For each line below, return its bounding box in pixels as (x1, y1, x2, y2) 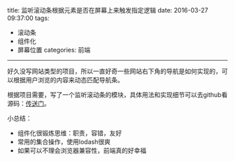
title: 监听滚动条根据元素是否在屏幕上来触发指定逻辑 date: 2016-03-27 (7, 6, 208, 14)
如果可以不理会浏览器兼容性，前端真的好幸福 (17, 146, 147, 155)
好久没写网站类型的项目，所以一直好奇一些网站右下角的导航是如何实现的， (7, 67, 222, 75)
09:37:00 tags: (7, 14, 50, 22)
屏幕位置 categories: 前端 (17, 46, 91, 54)
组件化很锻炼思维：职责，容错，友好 (17, 129, 122, 137)
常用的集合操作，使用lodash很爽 (17, 138, 111, 146)
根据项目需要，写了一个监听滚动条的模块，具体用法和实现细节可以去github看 (7, 91, 228, 99)
